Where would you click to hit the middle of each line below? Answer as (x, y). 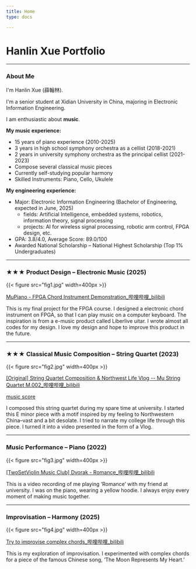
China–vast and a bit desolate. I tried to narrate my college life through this (96, 420)
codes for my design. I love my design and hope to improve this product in (95, 327)
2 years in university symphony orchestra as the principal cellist (91, 154)
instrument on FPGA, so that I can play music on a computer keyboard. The (96, 315)
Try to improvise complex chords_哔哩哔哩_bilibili (65, 542)
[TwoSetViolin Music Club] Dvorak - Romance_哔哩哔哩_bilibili (80, 472)
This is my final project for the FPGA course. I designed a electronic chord (95, 309)
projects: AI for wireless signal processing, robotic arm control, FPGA (106, 226)
